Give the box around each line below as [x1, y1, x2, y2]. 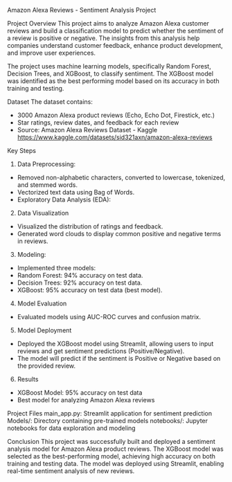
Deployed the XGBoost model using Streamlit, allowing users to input [17, 339, 214, 348]
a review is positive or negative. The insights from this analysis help [7, 34, 200, 42]
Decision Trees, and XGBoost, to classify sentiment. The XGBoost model [7, 69, 213, 78]
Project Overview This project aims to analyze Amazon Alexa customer [7, 19, 210, 27]
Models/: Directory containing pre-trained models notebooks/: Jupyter [7, 417, 208, 425]
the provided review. [17, 361, 76, 370]
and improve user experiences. [7, 48, 96, 57]
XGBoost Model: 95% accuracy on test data [17, 389, 143, 397]
